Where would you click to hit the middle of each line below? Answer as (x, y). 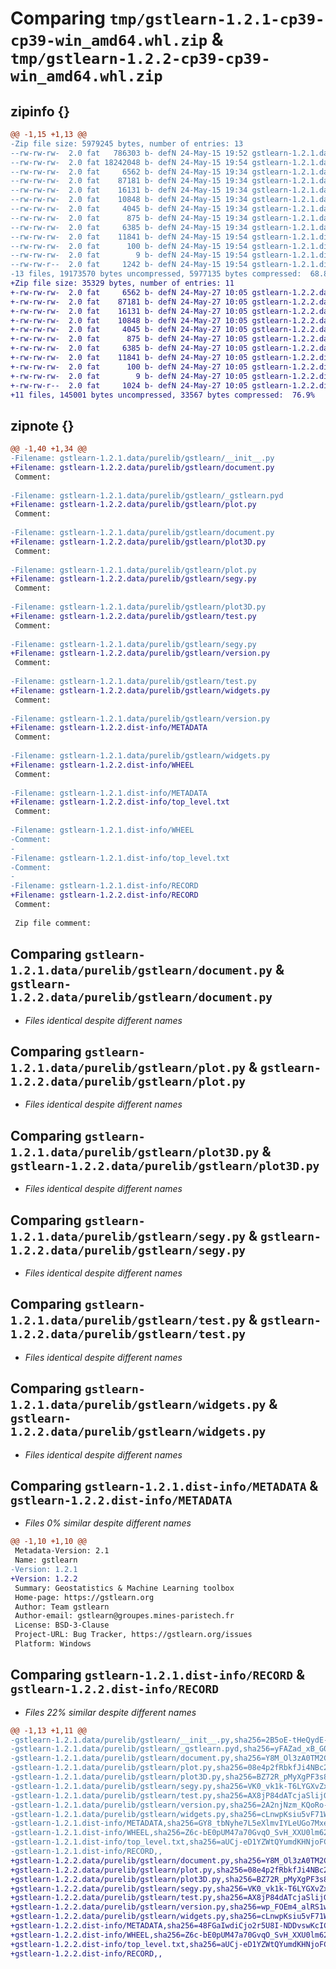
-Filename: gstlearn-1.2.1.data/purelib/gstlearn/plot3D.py (138, 607)
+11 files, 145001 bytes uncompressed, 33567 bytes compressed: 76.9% (162, 395)
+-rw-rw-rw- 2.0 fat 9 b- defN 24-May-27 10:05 (129, 376)
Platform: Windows (53, 1644)
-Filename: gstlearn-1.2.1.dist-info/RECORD (104, 886)
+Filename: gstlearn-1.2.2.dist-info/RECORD (104, 895)
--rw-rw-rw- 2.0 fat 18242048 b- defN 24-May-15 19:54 (129, 162)
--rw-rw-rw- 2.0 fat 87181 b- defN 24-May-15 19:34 (129, 181)
